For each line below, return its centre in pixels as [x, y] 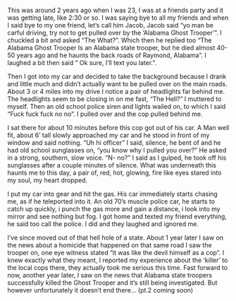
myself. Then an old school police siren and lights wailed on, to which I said [117, 106]
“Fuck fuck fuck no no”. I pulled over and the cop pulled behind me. [105, 114]
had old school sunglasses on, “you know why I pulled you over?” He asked [117, 150]
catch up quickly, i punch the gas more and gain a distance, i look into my [114, 209]
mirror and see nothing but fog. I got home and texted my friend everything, [117, 216]
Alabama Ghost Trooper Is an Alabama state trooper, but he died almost [111, 48]
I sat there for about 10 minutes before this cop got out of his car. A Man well [118, 128]
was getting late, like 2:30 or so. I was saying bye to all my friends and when [118, 18]
